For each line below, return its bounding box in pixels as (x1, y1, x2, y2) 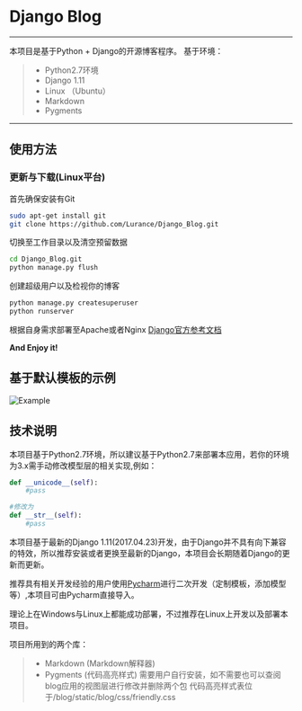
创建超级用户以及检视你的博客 (9, 280, 120, 291)
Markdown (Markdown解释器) (44, 658, 155, 669)
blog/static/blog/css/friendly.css (55, 691, 176, 702)
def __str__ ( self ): (9, 511, 83, 520)
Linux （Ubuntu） (44, 85, 111, 96)
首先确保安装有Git (9, 193, 75, 204)
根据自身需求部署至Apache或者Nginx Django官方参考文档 (9, 324, 222, 334)
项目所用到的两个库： (9, 638, 88, 649)
